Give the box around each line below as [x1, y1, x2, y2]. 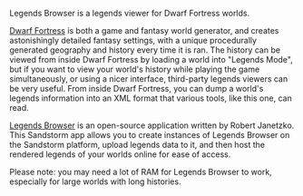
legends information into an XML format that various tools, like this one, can [9, 93, 292, 103]
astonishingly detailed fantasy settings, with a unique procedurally [9, 35, 257, 45]
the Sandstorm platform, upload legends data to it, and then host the [9, 140, 266, 150]
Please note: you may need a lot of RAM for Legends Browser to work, [9, 167, 272, 177]
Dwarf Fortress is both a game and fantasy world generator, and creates [9, 25, 279, 35]
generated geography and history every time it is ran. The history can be [9, 44, 281, 55]
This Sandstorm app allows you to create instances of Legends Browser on [9, 130, 290, 140]
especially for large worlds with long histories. [9, 176, 181, 187]
